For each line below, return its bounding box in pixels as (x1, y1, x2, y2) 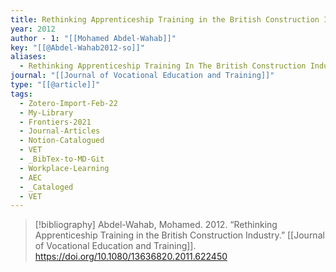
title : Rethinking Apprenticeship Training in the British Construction (10, 14, 320, 25)
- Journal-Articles (19, 126, 101, 136)
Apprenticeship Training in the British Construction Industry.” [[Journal (34, 229, 325, 241)
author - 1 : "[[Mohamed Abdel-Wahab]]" (10, 33, 177, 43)
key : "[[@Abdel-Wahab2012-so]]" (10, 42, 145, 53)
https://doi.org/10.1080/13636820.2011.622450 (34, 251, 228, 263)
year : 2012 (10, 24, 56, 34)
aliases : (10, 52, 47, 62)
